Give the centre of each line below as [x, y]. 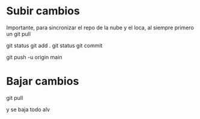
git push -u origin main [34, 57]
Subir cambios [43, 11]
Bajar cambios [43, 81]
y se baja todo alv [28, 109]
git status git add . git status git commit [54, 45]
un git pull [19, 33]
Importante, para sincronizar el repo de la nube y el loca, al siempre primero [100, 28]
